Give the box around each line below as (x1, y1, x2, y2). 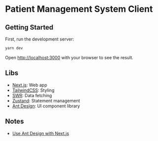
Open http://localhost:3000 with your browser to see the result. (5, 54, 134, 60)
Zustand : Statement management (12, 98, 80, 104)
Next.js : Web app (12, 82, 48, 88)
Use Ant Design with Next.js (12, 130, 69, 136)
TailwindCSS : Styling (12, 87, 55, 93)
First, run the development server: (5, 36, 74, 42)
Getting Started (5, 23, 54, 32)
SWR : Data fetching (12, 92, 52, 98)
